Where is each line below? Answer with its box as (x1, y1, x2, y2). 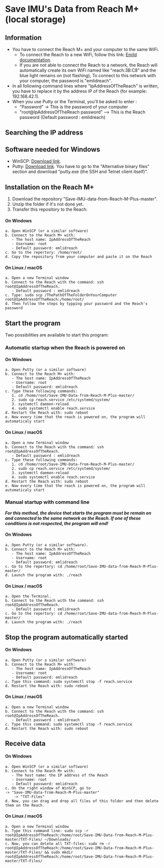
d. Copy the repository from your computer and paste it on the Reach (5, 254, 152, 259)
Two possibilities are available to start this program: (5, 332, 109, 338)
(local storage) (5, 14, 66, 25)
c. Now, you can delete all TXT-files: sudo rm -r (5, 841, 111, 846)
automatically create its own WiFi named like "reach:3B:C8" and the (19, 67, 157, 73)
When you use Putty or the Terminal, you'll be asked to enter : (12, 99, 137, 104)
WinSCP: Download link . (12, 158, 61, 164)
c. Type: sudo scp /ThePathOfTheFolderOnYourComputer (5, 293, 117, 298)
